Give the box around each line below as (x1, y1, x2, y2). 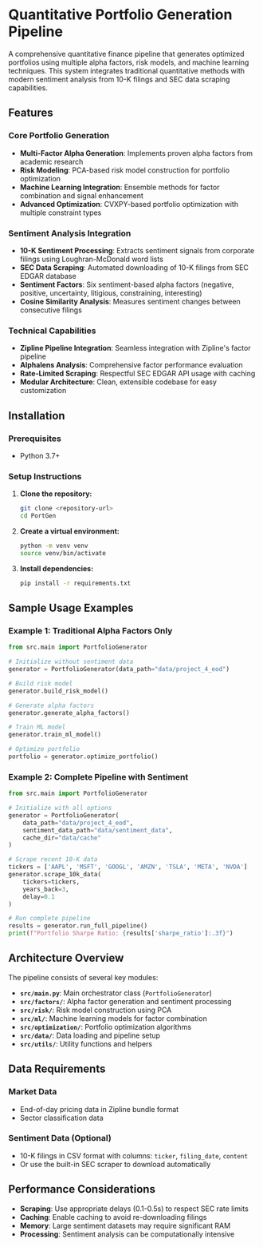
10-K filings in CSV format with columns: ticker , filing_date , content (19, 1150, 249, 1160)
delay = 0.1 (22, 892, 56, 900)
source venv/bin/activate (19, 549, 106, 557)
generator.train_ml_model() (8, 731, 102, 739)
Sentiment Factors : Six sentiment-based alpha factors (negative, (19, 280, 234, 289)
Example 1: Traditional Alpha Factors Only (8, 625, 173, 636)
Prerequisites (8, 433, 61, 444)
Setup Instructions (8, 471, 82, 482)
